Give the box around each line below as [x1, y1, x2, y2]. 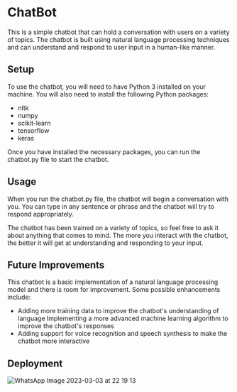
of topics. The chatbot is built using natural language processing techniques [7, 35, 230, 43]
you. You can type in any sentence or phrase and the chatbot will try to [7, 202, 215, 210]
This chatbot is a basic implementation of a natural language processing [7, 278, 219, 286]
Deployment [7, 357, 63, 369]
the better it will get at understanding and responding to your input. [7, 239, 204, 247]
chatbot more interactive [17, 337, 90, 345]
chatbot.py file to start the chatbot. [7, 155, 109, 163]
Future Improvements [7, 258, 105, 271]
